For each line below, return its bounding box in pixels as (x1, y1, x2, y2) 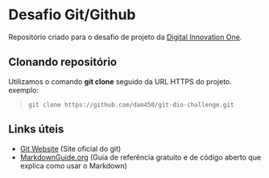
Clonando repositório (8, 55, 118, 69)
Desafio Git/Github (8, 6, 136, 24)
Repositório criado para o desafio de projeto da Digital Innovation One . (8, 32, 242, 42)
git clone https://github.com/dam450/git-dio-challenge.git (27, 100, 234, 109)
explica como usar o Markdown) (19, 160, 127, 170)
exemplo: (8, 85, 39, 95)
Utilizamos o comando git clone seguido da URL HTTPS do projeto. (8, 76, 232, 86)
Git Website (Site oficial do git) (19, 144, 122, 153)
